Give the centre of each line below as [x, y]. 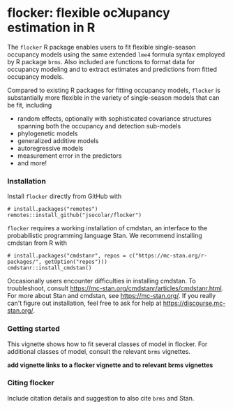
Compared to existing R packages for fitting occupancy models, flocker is [114, 90]
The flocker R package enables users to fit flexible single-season [102, 47]
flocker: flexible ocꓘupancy [89, 13]
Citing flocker [31, 383]
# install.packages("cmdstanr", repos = [67, 256]
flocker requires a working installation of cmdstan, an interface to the [107, 228]
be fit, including [30, 105]
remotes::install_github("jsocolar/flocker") [74, 215]
